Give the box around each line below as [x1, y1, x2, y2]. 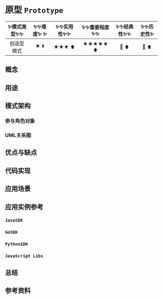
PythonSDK [5, 241, 28, 247]
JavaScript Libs [5, 253, 44, 259]
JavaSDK [5, 218, 23, 223]
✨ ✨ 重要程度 [81, 24, 110, 31]
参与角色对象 [5, 118, 35, 124]
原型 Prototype [5, 4, 64, 16]
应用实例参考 [5, 203, 44, 211]
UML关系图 [5, 132, 32, 139]
